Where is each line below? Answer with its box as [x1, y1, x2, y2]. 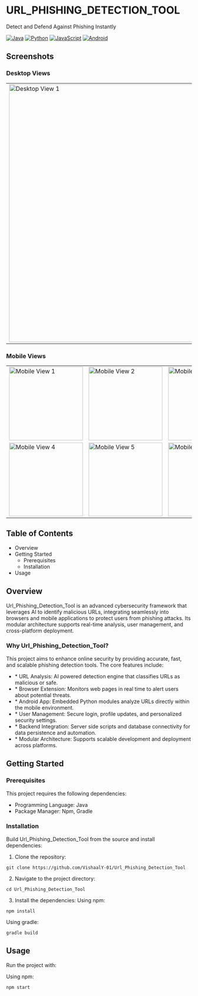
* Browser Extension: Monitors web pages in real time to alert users [14, 685, 179, 692]
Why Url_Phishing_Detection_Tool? [6, 642, 109, 650]
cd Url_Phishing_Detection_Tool [6, 886, 85, 892]
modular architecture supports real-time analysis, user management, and [6, 621, 184, 628]
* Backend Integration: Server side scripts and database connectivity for [14, 723, 190, 730]
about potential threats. [14, 691, 72, 698]
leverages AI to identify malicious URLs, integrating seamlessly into [6, 608, 169, 615]
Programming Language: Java [14, 801, 88, 808]
